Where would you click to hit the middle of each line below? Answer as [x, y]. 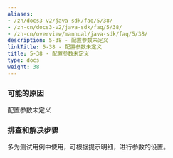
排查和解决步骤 [33, 130]
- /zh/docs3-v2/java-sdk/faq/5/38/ [60, 21]
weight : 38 [23, 67]
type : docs [23, 60]
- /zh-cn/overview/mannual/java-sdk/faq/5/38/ [78, 34]
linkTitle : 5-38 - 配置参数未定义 [55, 47]
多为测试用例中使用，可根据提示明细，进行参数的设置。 [88, 147]
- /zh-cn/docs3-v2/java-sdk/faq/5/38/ [65, 27]
